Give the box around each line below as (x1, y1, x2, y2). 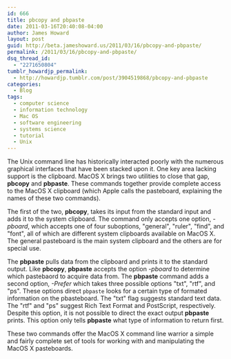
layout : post (7, 36, 45, 43)
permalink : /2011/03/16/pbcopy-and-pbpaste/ (7, 49, 137, 56)
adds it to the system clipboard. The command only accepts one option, (7, 215, 212, 223)
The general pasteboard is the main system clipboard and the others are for (7, 237, 222, 245)
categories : (7, 81, 41, 88)
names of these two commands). (7, 194, 101, 202)
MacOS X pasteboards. (7, 345, 74, 353)
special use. (7, 244, 41, 253)
